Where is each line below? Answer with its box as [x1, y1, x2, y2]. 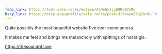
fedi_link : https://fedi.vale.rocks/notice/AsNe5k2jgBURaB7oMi [5, 7, 136, 12]
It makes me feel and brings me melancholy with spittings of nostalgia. [5, 34, 146, 40]
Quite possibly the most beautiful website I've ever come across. [5, 25, 134, 30]
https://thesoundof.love [5, 43, 52, 49]
